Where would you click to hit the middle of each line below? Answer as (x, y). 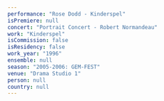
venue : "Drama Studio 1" (44, 73)
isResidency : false (36, 47)
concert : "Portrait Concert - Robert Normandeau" (83, 27)
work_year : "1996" (35, 54)
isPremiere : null (33, 21)
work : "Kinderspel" (36, 34)
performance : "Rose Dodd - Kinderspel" (67, 14)
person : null (27, 80)
